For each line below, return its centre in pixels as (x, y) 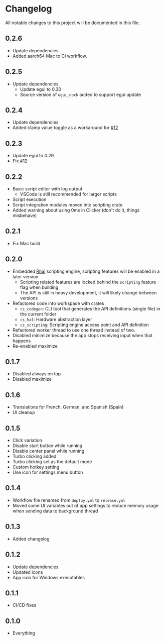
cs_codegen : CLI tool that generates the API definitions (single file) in (90, 308)
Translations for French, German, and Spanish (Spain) (68, 407)
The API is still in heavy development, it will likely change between (88, 292)
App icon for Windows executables (49, 577)
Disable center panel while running (48, 451)
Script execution (29, 199)
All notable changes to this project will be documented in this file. (73, 23)
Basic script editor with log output (47, 189)
